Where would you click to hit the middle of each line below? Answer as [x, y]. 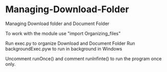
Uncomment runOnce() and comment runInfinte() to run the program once [83, 58]
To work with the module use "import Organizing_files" [63, 33]
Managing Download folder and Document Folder [57, 23]
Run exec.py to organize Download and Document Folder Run [70, 43]
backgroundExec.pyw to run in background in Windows [64, 49]
